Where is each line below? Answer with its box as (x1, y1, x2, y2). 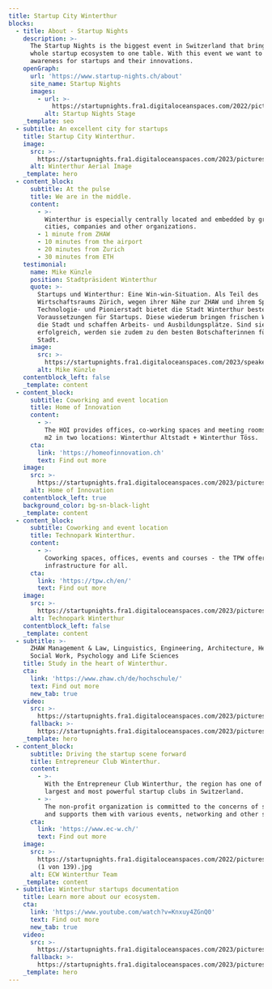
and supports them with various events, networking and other (44, 810, 259, 818)
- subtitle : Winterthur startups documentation (15, 885, 180, 893)
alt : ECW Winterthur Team (29, 870, 117, 879)
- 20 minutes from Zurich (37, 245, 125, 254)
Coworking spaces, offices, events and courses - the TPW (44, 554, 244, 562)
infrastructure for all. (44, 561, 129, 569)
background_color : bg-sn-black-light (23, 501, 151, 509)
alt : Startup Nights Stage (44, 110, 136, 118)
